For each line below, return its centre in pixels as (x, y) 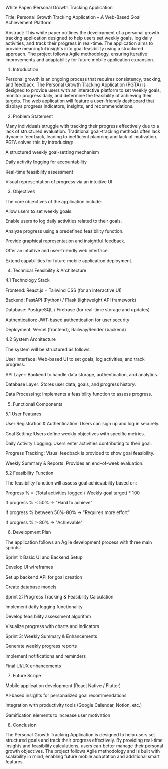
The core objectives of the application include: (54, 201)
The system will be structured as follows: (48, 349)
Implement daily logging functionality (44, 607)
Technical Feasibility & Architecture (49, 270)
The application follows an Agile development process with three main (79, 542)
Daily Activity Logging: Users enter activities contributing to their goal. (79, 443)
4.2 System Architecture (31, 339)
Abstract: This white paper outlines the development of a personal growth (82, 32)
